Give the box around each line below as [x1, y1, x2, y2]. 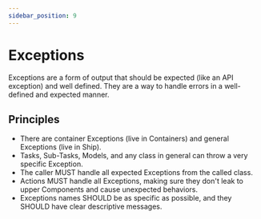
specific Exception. [19, 159, 83, 169]
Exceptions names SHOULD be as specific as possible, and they [19, 193, 232, 203]
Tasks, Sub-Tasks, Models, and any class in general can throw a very [19, 151, 248, 161]
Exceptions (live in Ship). [19, 142, 102, 152]
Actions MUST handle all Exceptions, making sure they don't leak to [19, 177, 244, 186]
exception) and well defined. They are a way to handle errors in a [8, 81, 223, 90]
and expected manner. [35, 90, 110, 99]
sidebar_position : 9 [8, 11, 78, 20]
